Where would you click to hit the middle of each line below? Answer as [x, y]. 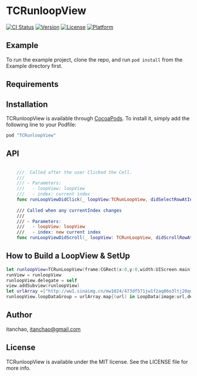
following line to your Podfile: [41, 124]
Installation [27, 104]
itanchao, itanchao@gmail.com [43, 329]
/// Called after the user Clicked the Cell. [74, 172]
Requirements [32, 84]
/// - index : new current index [59, 232]
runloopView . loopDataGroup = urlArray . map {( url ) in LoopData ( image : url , [97, 297]
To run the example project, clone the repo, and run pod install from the [94, 59]
